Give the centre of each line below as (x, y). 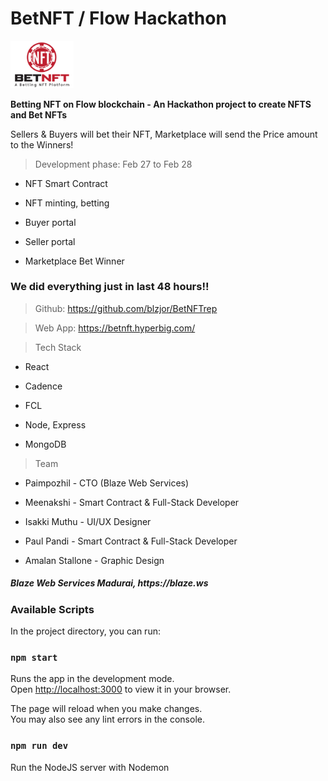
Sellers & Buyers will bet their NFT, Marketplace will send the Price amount (164, 134)
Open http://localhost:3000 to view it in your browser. (121, 689)
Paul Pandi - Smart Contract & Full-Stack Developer (131, 541)
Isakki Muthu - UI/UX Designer (88, 521)
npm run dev (39, 746)
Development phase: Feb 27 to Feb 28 (113, 164)
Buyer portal (50, 222)
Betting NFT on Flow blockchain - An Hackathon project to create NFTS (161, 104)
